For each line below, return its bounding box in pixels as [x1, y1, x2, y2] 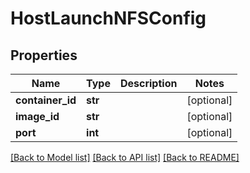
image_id [15, 110, 60, 123]
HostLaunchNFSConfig [10, 7, 207, 30]
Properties [10, 47, 78, 64]
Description [119, 77, 178, 90]
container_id [15, 93, 77, 107]
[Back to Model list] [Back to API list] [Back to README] [10, 152, 240, 163]
